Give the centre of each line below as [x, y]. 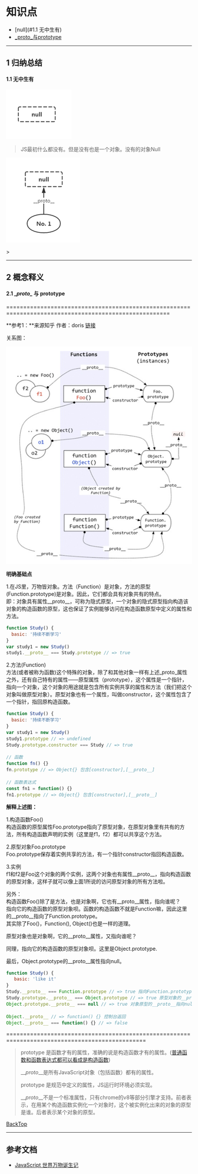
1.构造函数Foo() [25, 819]
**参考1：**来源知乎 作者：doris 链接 [51, 325]
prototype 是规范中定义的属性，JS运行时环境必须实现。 [88, 1085]
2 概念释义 [25, 277]
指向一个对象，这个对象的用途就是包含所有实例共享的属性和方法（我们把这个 [99, 687]
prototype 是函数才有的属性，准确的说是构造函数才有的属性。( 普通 [101, 1052]
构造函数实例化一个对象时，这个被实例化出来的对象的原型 [121, 1105]
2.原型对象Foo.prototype [36, 847]
